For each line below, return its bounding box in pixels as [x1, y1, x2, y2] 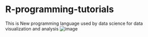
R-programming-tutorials [5, 4, 114, 15]
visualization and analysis [5, 25, 59, 31]
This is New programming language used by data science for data [5, 20, 143, 26]
